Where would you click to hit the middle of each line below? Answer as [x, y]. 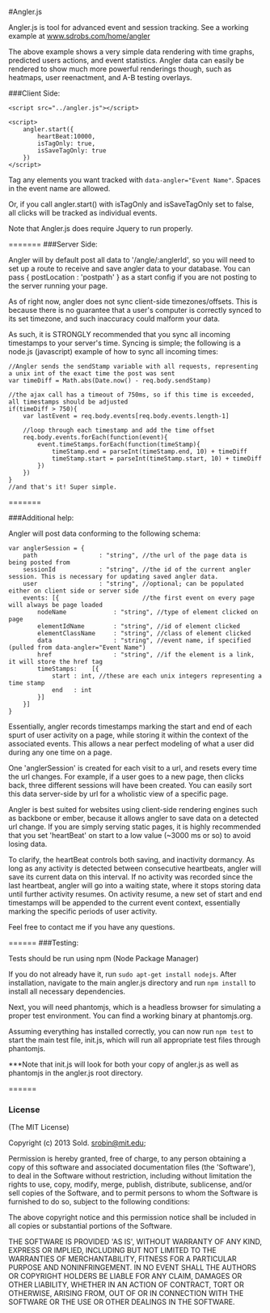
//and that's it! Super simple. [63, 487]
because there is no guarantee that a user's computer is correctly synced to [135, 310]
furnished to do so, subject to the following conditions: [99, 1202]
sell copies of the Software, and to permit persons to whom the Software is [133, 1193]
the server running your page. [58, 286]
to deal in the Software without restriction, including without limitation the [130, 1176]
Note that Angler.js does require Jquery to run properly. [101, 229]
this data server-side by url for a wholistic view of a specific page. [118, 794]
